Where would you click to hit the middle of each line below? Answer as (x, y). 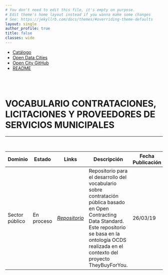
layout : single (21, 24)
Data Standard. (106, 221)
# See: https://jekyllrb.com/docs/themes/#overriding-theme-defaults (79, 19)
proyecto (99, 258)
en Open (99, 208)
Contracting (102, 215)
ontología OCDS (107, 240)
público (16, 221)
